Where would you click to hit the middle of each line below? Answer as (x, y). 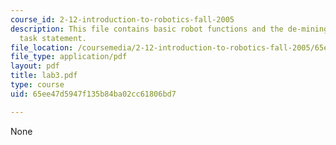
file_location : (42, 47)
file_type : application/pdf (69, 57)
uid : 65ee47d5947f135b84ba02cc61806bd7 (93, 94)
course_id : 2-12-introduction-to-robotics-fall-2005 (122, 19)
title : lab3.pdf (44, 76)
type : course (37, 85)
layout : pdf (35, 66)
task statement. (53, 38)
